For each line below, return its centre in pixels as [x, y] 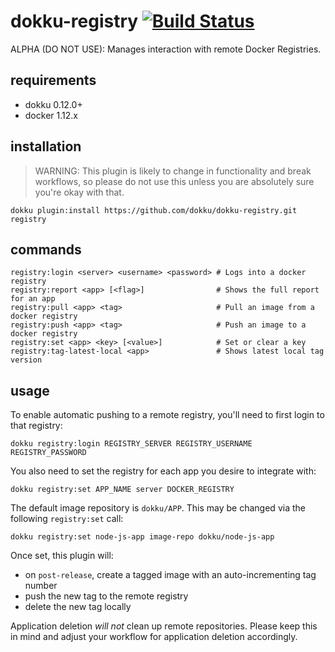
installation [46, 146]
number [41, 586]
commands [46, 249]
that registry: [36, 426]
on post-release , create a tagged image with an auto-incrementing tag [170, 575]
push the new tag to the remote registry [106, 596]
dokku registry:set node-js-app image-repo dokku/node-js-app [142, 537]
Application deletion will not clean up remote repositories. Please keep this [164, 626]
